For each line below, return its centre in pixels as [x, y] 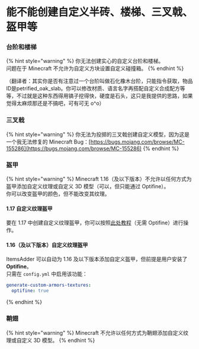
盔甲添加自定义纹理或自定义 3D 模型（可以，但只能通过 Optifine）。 [88, 186]
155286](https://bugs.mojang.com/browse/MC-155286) [74, 148]
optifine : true [30, 291]
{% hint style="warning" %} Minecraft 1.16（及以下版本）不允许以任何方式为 [99, 179]
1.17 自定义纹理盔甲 [29, 208]
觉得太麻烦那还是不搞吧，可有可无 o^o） [55, 103]
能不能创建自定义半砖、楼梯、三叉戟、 [100, 12]
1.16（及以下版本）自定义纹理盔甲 [47, 245]
